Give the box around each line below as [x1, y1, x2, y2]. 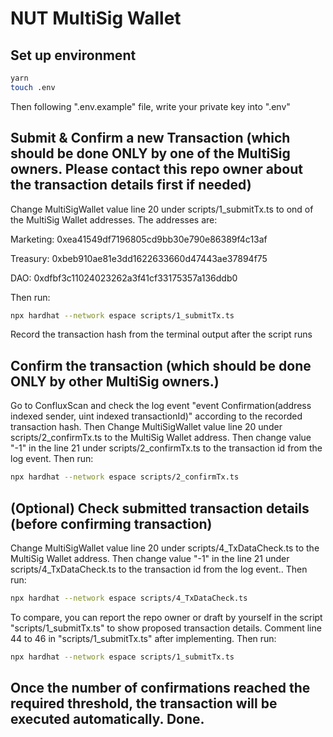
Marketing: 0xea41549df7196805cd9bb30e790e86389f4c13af [10, 233, 268, 245]
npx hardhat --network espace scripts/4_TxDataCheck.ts [10, 593, 248, 603]
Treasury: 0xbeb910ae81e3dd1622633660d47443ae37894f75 [10, 252, 268, 264]
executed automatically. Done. [10, 711, 205, 728]
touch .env [10, 82, 56, 92]
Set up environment [10, 47, 137, 64]
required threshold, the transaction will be [10, 695, 278, 712]
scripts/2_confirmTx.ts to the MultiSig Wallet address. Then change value [10, 432, 312, 444]
